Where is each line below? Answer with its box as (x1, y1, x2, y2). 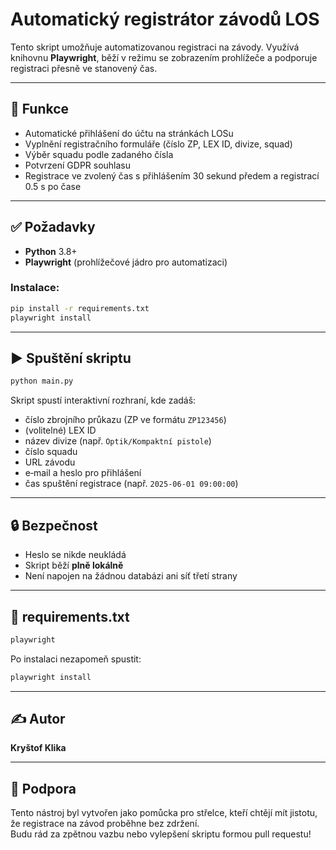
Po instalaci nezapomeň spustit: (10, 653, 142, 665)
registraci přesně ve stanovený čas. (10, 62, 158, 74)
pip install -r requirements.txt (10, 303, 150, 313)
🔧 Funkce (10, 101, 70, 118)
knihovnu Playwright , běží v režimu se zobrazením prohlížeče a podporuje (10, 51, 318, 63)
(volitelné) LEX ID (24, 424, 97, 437)
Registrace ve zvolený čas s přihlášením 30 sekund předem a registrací (24, 169, 320, 182)
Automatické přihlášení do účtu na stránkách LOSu (24, 127, 234, 139)
